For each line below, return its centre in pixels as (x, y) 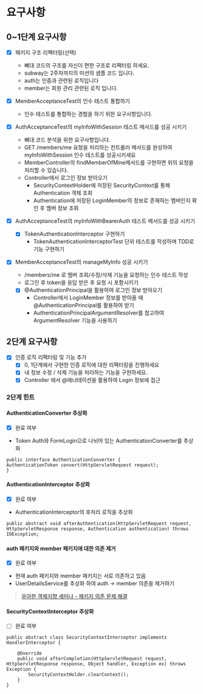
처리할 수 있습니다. (46, 170)
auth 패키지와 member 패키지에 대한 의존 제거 (61, 548)
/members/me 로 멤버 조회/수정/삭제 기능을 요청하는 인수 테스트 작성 (106, 275)
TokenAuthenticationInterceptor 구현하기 (74, 234)
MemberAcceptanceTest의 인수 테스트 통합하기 (73, 101)
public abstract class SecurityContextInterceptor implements (87, 638)
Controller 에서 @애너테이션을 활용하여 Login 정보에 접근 (92, 380)
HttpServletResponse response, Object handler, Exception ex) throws (96, 664)
